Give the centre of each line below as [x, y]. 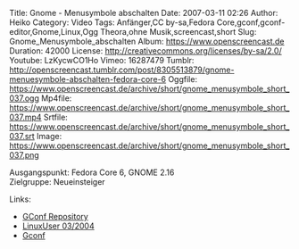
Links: [20, 199]
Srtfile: [56, 117]
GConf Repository [55, 216]
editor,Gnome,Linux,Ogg [54, 32]
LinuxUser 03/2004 [58, 226]
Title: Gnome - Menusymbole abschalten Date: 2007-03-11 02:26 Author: [144, 13]
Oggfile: [183, 79]
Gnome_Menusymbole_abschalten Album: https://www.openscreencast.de [147, 41]
